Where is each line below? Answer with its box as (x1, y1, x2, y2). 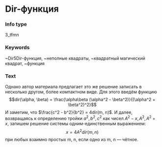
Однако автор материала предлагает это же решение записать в (5, 84, 142, 90)
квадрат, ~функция (5, 60, 45, 66)
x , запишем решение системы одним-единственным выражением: (5, 121, 146, 126)
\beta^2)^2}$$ (68, 102, 97, 108)
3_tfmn (5, 32, 19, 38)
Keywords (5, 44, 30, 51)
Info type (5, 21, 27, 28)
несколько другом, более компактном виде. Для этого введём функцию (5, 89, 158, 95)
